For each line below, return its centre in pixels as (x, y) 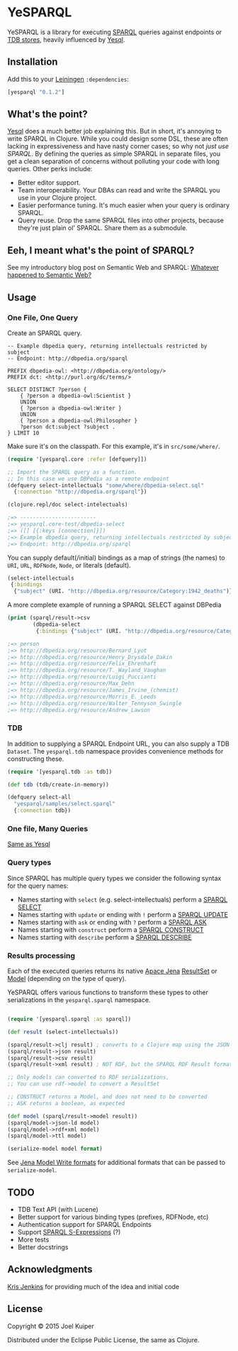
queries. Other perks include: (50, 169)
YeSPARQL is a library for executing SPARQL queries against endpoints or (115, 32)
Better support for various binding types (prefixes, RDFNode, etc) (113, 1217)
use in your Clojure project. (57, 198)
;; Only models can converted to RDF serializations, (89, 1078)
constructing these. (36, 759)
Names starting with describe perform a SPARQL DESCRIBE (105, 937)
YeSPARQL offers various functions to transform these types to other (108, 992)
